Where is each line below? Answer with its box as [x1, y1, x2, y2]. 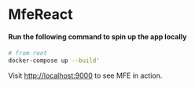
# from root [8, 49, 47, 57]
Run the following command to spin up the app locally [8, 31, 187, 41]
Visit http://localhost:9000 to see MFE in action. [8, 71, 163, 80]
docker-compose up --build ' [8, 57, 101, 64]
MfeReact [8, 5, 73, 24]
